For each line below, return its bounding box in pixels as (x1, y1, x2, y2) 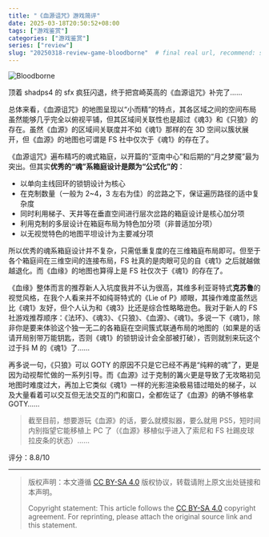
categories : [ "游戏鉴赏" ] (8, 34, 90, 42)
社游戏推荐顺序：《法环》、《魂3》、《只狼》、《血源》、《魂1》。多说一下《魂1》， (8, 313, 254, 322)
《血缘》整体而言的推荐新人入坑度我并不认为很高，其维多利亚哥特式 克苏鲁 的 (8, 283, 261, 293)
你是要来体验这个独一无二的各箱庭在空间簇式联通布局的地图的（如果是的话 (14, 323, 261, 333)
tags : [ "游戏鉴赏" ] (8, 26, 69, 34)
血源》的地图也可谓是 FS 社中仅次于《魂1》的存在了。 (35, 135, 214, 144)
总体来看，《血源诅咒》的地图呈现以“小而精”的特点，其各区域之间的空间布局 (8, 105, 257, 114)
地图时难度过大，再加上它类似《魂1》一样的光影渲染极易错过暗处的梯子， (8, 380, 250, 390)
